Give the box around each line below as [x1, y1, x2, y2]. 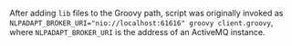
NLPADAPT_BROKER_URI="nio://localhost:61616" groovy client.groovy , [9, 17, 274, 28]
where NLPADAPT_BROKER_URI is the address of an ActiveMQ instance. [9, 27, 266, 37]
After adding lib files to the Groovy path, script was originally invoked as [9, 8, 284, 18]
